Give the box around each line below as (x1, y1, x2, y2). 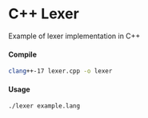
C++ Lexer (8, 5, 80, 23)
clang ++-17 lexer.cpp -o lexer (8, 67, 113, 76)
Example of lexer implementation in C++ (8, 31, 141, 41)
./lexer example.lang (8, 102, 81, 110)
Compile (8, 49, 38, 59)
